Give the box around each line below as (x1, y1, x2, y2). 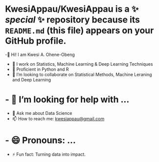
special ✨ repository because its (5, 14, 140, 26)
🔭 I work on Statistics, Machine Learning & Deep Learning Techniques (12, 61, 153, 67)
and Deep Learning (12, 77, 51, 82)
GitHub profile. (5, 35, 67, 47)
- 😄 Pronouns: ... (5, 135, 76, 146)
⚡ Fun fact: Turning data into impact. (12, 151, 86, 157)
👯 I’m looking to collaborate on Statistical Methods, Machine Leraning (12, 71, 152, 77)
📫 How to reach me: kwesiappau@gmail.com (12, 115, 105, 121)
